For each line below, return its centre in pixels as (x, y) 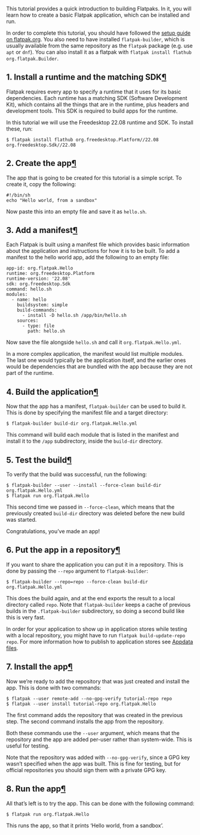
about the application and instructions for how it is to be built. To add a (93, 251)
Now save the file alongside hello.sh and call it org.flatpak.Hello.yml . (94, 342)
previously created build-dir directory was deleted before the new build (96, 513)
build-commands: (37, 310)
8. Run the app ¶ (36, 789)
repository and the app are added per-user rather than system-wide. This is (99, 739)
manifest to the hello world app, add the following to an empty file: (88, 258)
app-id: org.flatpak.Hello (40, 268)
